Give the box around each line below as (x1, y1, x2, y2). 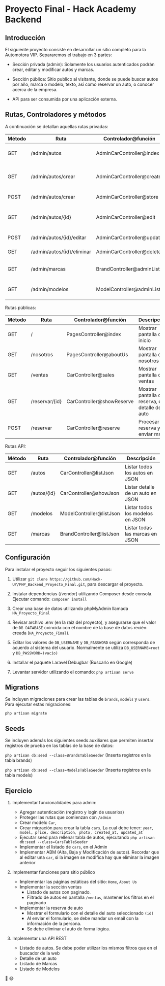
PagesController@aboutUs (66, 351, 129, 358)
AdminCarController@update (96, 234, 163, 241)
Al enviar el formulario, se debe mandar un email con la (27, 916, 139, 921)
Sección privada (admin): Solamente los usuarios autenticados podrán (12, 62, 155, 67)
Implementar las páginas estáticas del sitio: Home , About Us (19, 879, 137, 885)
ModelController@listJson (60, 510, 120, 517)
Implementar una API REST (12, 935, 67, 942)
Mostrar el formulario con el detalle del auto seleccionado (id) (27, 910, 154, 916)
